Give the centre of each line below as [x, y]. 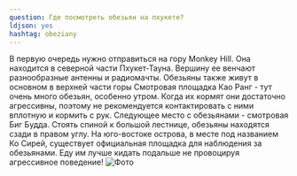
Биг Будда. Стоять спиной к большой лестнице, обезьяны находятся [140, 125]
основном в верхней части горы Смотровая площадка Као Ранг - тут [141, 87]
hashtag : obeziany [43, 34]
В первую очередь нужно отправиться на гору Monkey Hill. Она [130, 59]
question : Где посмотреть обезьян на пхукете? [97, 17]
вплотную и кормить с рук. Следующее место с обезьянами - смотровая [149, 115]
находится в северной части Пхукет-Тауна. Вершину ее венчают [132, 68]
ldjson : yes [31, 26]
